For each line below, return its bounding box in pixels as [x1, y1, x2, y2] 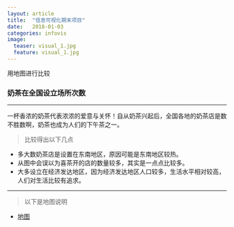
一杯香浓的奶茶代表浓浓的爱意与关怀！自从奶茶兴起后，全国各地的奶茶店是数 [7, 112, 227, 120]
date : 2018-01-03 [7, 23, 64, 30]
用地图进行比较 [7, 69, 50, 77]
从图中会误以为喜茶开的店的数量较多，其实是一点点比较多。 [17, 159, 189, 167]
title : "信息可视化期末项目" [7, 17, 86, 24]
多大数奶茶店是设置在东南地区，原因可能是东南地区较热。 [17, 150, 182, 159]
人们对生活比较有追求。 [17, 176, 85, 185]
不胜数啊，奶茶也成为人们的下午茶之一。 [7, 120, 123, 129]
